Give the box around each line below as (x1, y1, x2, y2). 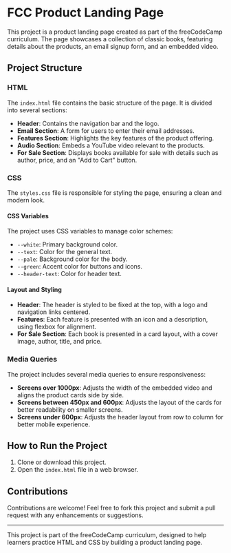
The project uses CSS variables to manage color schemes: (7, 227, 173, 236)
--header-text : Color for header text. (16, 270, 122, 278)
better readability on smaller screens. (16, 405, 123, 414)
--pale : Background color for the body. (16, 255, 128, 263)
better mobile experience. (16, 420, 91, 428)
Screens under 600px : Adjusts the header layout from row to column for (16, 413, 223, 421)
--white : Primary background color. (16, 240, 118, 249)
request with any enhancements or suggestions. (7, 511, 144, 519)
